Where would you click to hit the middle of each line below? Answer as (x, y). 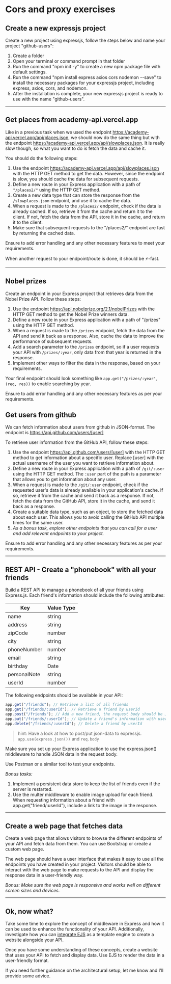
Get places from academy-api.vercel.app (72, 120)
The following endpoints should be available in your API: (64, 695)
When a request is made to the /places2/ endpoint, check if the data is (87, 206)
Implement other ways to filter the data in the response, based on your (87, 363)
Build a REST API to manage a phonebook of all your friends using (75, 590)
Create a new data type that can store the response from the (76, 195)
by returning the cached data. (44, 233)
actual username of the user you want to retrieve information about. (84, 463)
